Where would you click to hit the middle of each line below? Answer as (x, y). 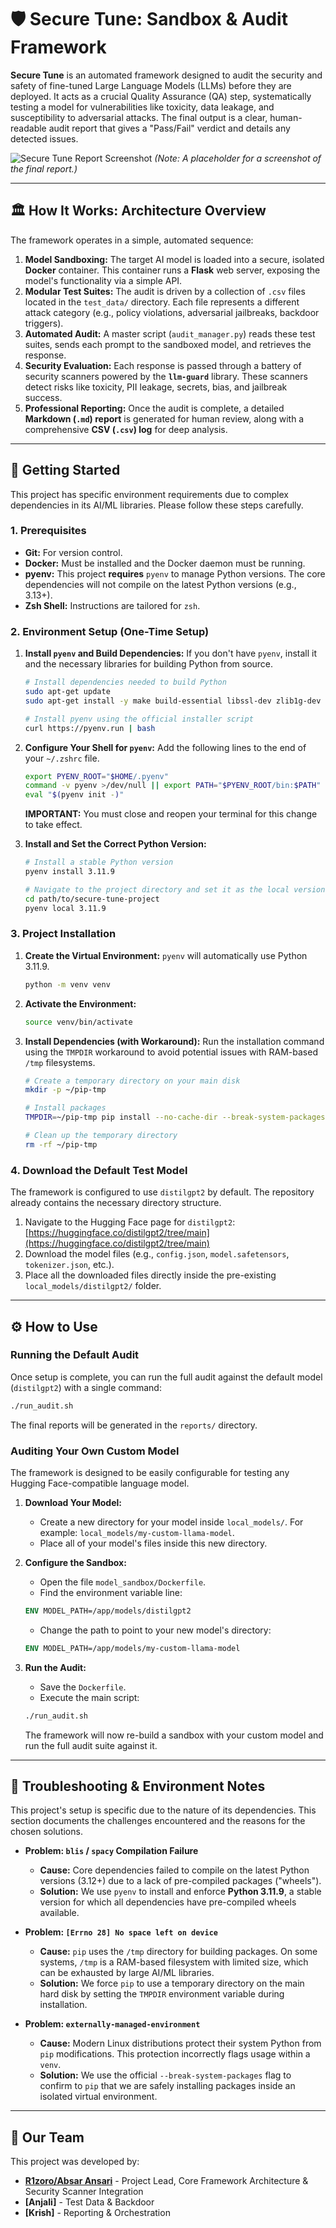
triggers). (44, 323)
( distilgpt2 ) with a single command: (86, 1387)
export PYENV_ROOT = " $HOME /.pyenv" (96, 776)
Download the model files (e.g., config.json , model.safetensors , (157, 1254)
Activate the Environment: (80, 1003)
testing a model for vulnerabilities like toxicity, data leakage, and (142, 107)
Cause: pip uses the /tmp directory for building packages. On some (178, 1952)
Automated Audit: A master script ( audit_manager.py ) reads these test (170, 333)
